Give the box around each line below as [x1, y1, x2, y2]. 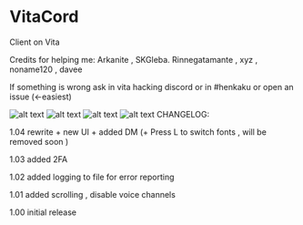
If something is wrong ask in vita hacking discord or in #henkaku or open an [9, 81, 294, 92]
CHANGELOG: [156, 108, 210, 119]
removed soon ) [9, 136, 69, 147]
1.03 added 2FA [9, 153, 68, 165]
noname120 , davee [9, 64, 83, 75]
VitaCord [9, 6, 79, 27]
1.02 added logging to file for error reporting [9, 171, 175, 182]
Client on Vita [9, 36, 61, 47]
